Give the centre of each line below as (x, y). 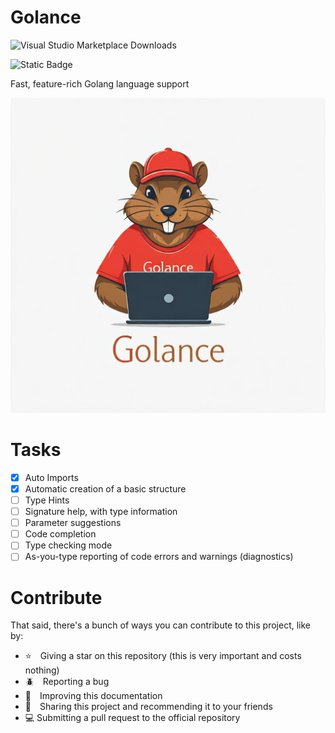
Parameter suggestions (73, 523)
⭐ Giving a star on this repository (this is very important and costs (163, 656)
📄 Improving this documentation (93, 696)
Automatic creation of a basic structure (105, 488)
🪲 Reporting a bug (67, 682)
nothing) (42, 670)
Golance (46, 17)
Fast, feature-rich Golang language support (100, 83)
